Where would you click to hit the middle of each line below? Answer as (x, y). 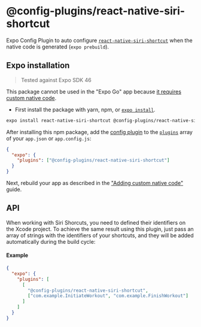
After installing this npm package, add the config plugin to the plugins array (100, 132)
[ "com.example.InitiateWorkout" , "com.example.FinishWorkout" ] (108, 296)
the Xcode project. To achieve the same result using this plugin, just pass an (100, 229)
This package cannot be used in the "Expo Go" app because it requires (94, 92)
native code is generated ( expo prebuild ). (58, 47)
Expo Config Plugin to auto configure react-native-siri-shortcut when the (99, 40)
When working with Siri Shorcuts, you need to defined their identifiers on (96, 222)
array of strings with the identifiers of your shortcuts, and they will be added (100, 235)
